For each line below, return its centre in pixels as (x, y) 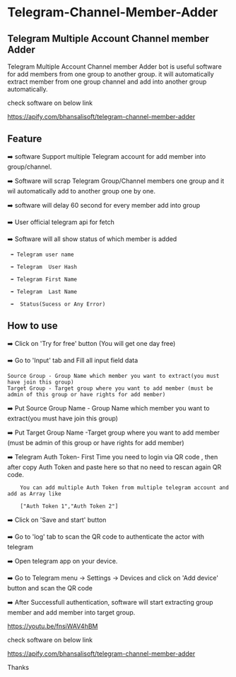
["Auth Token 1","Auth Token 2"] (69, 506)
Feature (25, 139)
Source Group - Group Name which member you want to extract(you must (113, 376)
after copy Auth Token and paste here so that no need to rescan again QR (114, 467)
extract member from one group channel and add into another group (107, 82)
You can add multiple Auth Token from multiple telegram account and (125, 487)
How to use (33, 326)
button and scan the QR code (50, 588)
